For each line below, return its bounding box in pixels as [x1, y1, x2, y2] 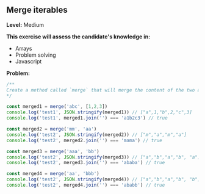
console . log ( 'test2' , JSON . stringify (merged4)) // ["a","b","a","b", [6, 176, 187, 182]
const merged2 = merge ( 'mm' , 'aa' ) [6, 126, 97, 132]
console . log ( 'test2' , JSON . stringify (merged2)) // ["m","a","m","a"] [6, 131, 187, 138]
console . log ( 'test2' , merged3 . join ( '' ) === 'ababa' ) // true [6, 160, 165, 166]
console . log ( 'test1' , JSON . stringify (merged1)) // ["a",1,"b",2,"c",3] [6, 109, 192, 115]
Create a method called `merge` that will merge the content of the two [6, 87, 195, 93]
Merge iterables [6, 5, 68, 15]
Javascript [15, 57, 42, 65]
